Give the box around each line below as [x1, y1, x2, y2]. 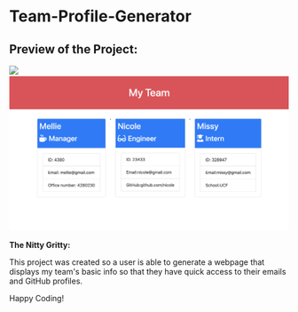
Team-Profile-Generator [9, 6, 192, 27]
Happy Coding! [9, 293, 65, 304]
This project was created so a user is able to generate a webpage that [9, 257, 265, 268]
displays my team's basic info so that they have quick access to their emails [9, 267, 286, 277]
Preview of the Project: [9, 42, 138, 57]
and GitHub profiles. [9, 276, 82, 286]
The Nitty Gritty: [9, 240, 71, 251]
